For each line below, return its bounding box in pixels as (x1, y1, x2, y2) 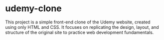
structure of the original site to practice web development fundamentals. (5, 29, 154, 35)
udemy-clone (5, 3, 62, 14)
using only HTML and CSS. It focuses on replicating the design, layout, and (5, 24, 160, 30)
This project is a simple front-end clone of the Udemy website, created (5, 19, 151, 25)
